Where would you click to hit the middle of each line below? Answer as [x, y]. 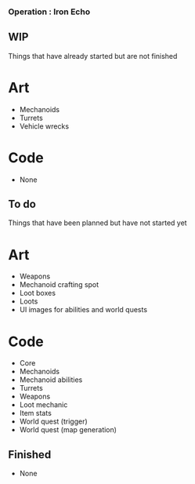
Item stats [36, 413]
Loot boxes [38, 293]
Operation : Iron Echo [49, 12]
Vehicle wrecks [44, 126]
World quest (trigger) [53, 421]
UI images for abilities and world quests [83, 310]
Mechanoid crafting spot [59, 285]
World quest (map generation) [68, 430]
